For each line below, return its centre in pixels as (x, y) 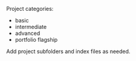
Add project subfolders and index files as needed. (68, 51)
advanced (28, 33)
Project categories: (30, 9)
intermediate (31, 27)
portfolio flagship (36, 40)
